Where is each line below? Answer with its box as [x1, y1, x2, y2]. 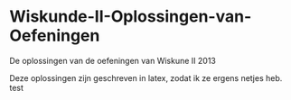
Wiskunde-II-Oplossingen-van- [9, 6, 252, 27]
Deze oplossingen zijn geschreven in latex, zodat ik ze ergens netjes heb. [9, 72, 283, 83]
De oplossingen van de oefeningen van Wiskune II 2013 [9, 55, 217, 66]
